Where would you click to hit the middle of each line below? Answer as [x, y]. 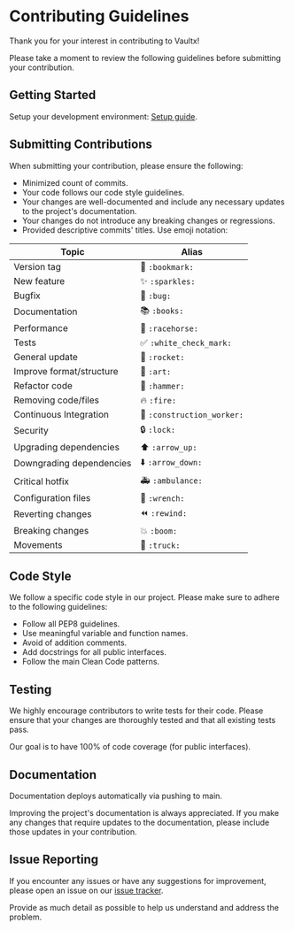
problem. [26, 917]
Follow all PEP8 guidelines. [71, 624]
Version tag [38, 266]
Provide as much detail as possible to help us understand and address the [144, 907]
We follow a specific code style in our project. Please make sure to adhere [145, 597]
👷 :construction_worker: [192, 414]
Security [31, 431]
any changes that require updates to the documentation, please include [139, 822]
